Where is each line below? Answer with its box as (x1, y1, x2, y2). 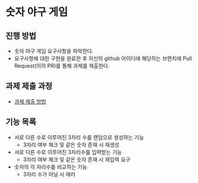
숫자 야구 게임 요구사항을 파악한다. (14, 48, 94, 54)
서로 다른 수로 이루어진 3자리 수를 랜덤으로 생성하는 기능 (14, 133, 145, 140)
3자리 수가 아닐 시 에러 (23, 171, 75, 178)
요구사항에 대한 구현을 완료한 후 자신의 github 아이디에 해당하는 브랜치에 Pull (14, 55, 192, 62)
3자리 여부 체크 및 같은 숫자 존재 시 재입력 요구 (23, 156, 131, 163)
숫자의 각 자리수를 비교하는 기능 (14, 163, 87, 170)
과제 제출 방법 (14, 98, 46, 105)
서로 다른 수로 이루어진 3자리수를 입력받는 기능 (14, 148, 122, 155)
